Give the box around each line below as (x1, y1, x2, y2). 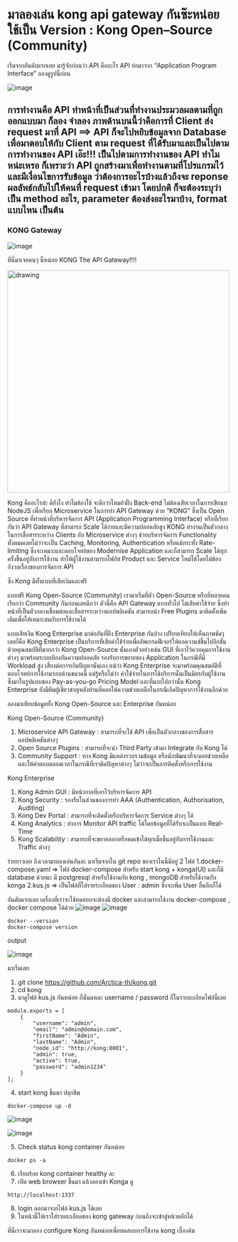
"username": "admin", (33, 1019, 97, 1027)
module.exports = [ (7, 1007, 65, 1014)
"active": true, (33, 1057, 81, 1064)
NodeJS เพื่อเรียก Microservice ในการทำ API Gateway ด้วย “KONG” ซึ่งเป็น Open (7, 506, 225, 515)
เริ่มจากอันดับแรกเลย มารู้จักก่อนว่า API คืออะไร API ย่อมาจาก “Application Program (7, 60, 217, 70)
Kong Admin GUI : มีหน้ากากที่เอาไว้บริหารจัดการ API (17, 787, 152, 796)
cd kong (17, 985, 42, 994)
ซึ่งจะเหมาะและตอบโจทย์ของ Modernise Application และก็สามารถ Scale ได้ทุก (30, 546, 227, 554)
